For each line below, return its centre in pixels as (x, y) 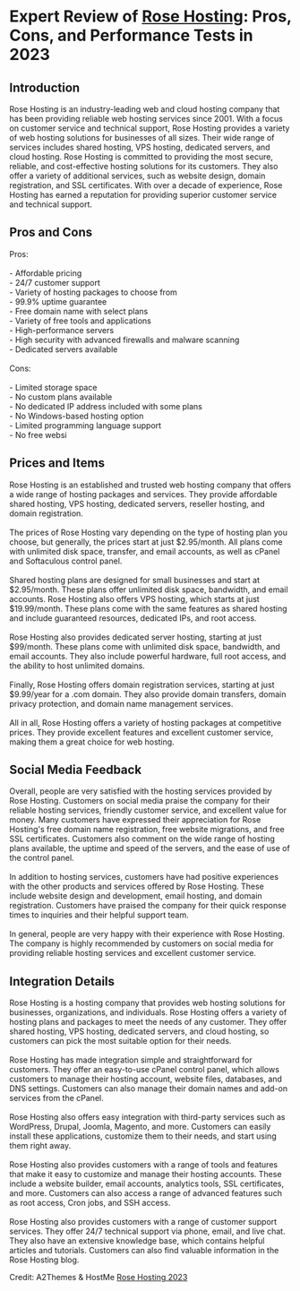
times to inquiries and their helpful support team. (99, 915)
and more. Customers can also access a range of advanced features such (146, 1193)
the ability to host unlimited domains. (77, 666)
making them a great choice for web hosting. (92, 742)
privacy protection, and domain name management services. (121, 703)
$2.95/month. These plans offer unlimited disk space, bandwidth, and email (149, 590)
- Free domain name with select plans (79, 311)
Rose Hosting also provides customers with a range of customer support (143, 1222)
